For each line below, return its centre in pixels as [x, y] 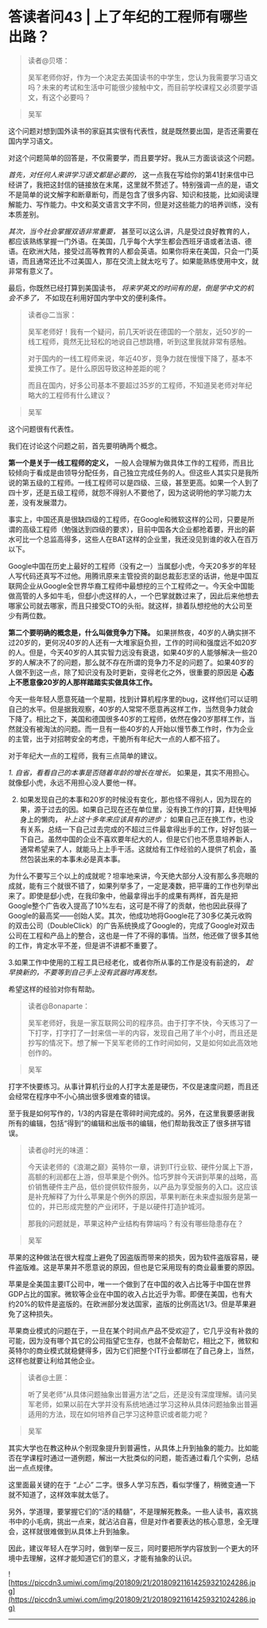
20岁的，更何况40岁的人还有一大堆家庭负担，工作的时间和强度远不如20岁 [136, 642]
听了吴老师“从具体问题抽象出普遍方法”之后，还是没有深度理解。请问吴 [142, 1394]
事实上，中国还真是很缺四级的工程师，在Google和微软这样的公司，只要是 [128, 519]
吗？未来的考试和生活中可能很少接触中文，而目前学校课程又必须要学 [139, 87]
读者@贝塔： [48, 60]
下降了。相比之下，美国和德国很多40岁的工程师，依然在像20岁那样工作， [128, 719]
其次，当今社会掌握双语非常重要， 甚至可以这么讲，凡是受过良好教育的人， [131, 231]
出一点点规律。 [33, 1468]
